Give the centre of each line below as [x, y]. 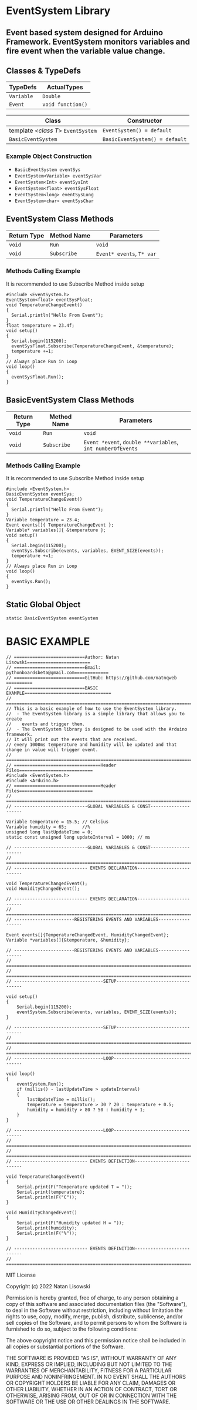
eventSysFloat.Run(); [38, 377]
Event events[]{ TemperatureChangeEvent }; [60, 525]
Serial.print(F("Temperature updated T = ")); [74, 1187]
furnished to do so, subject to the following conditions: [72, 1329]
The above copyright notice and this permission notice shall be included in [96, 1340]
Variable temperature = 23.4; [43, 520]
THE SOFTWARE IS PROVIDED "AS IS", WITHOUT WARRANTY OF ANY [91, 1358]
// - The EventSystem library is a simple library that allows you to [95, 714]
